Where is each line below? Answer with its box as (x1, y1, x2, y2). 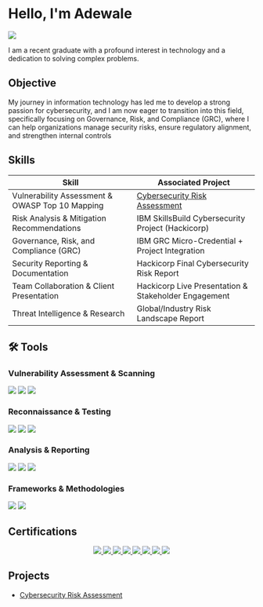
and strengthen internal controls (8, 130, 112, 140)
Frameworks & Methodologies (8, 483, 125, 494)
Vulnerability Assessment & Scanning (8, 367, 155, 378)
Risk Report (136, 268, 179, 279)
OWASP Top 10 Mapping (12, 199, 104, 210)
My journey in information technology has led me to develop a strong (8, 97, 231, 107)
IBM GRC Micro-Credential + (136, 235, 243, 246)
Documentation (12, 268, 69, 279)
